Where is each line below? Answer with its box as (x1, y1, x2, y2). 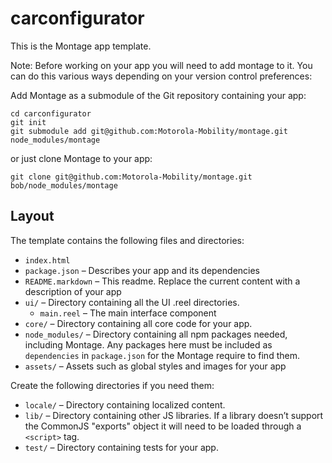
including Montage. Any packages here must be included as (24, 338, 273, 351)
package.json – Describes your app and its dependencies (24, 264, 260, 276)
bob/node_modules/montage (10, 180, 118, 191)
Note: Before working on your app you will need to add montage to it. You (10, 59, 313, 71)
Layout (10, 208, 55, 225)
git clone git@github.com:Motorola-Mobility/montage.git (10, 172, 253, 182)
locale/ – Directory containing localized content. (24, 398, 226, 411)
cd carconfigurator (10, 108, 92, 119)
